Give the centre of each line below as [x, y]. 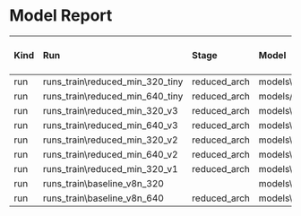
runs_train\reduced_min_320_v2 [111, 140]
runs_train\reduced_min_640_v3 [111, 125]
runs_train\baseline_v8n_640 [103, 198]
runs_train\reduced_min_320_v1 [111, 168]
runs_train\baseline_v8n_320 [103, 183]
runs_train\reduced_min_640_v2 [111, 154]
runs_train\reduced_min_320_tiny [113, 82]
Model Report [61, 16]
